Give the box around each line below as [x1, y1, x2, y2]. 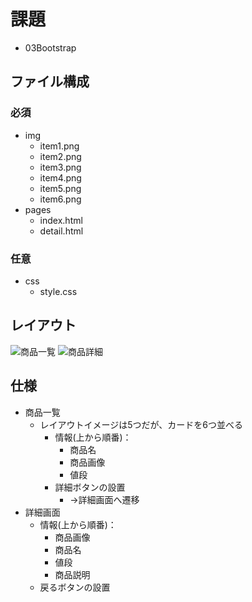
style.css [39, 285, 78, 297]
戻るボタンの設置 [39, 581, 111, 593]
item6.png [39, 193, 82, 205]
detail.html [39, 225, 84, 237]
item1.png [39, 140, 80, 152]
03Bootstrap [24, 41, 77, 54]
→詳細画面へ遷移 [69, 493, 140, 505]
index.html [39, 214, 83, 226]
